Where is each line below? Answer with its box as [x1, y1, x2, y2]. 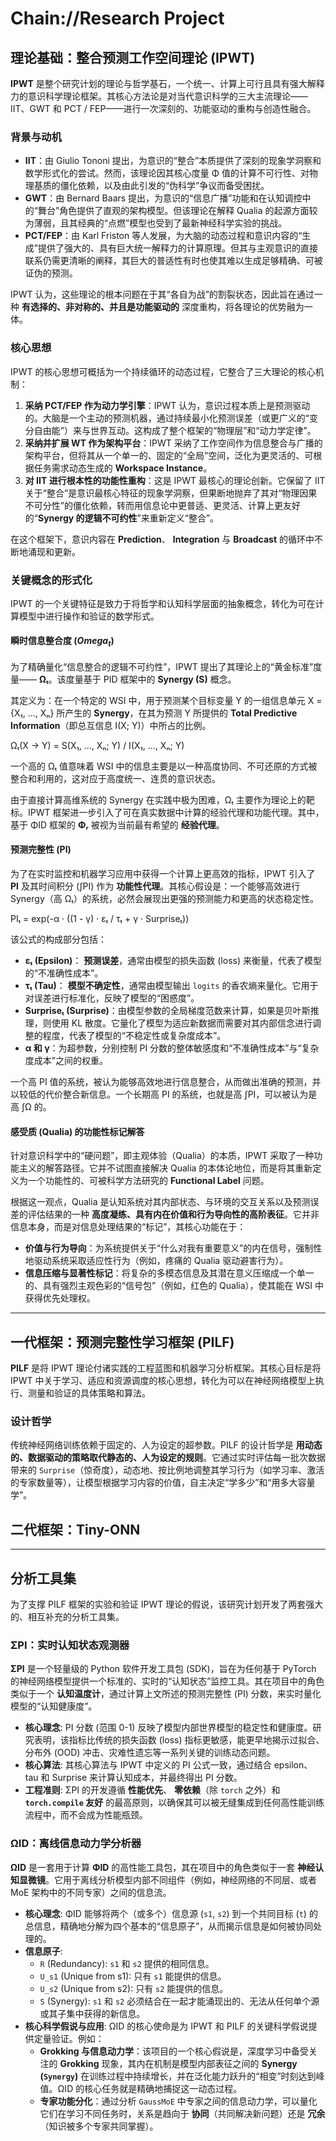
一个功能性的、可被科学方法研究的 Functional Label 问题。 [27, 1175, 270, 1187]
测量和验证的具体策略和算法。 [27, 1387, 151, 1399]
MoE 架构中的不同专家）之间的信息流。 [10, 1886, 172, 1898]
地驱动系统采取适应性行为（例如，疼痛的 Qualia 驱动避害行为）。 [24, 1255, 289, 1267]
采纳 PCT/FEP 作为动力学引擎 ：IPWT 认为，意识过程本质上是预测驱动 [24, 399, 311, 411]
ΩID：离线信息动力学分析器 [10, 1837, 142, 1851]
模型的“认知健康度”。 [10, 1700, 98, 1712]
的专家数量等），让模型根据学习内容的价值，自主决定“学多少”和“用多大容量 [10, 1477, 316, 1489]
